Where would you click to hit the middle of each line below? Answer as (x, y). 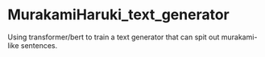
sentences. (39, 45)
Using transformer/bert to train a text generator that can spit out (114, 37)
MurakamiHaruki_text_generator (119, 15)
